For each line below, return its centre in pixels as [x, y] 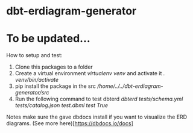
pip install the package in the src [55, 86]
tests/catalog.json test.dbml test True [62, 105]
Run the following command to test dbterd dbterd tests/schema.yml [99, 99]
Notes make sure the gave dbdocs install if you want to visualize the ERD [97, 117]
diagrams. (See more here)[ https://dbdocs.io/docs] [70, 123]
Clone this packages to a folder [54, 67]
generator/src [32, 93]
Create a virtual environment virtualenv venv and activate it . [90, 73]
